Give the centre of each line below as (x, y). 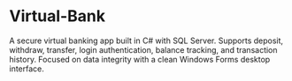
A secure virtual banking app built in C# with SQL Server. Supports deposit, (146, 40)
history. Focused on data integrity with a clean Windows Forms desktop (140, 59)
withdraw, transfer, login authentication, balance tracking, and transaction (143, 49)
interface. (27, 69)
